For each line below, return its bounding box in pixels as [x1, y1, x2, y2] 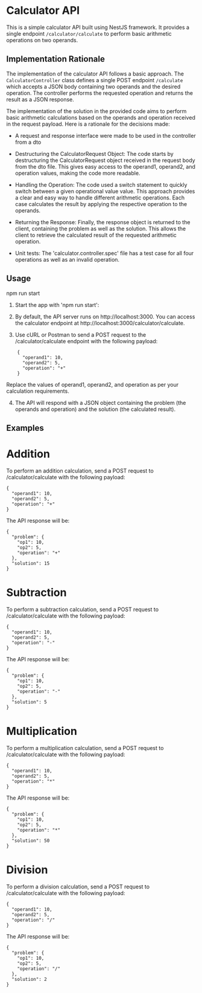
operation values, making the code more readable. [14, 169, 140, 176]
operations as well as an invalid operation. [14, 256, 119, 263]
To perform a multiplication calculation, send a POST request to [6, 744, 164, 751]
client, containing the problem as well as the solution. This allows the [14, 225, 186, 232]
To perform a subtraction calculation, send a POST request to [6, 606, 159, 613]
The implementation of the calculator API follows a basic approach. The [6, 70, 184, 77]
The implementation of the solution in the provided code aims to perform [6, 107, 187, 115]
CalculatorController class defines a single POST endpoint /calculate [6, 76, 183, 83]
